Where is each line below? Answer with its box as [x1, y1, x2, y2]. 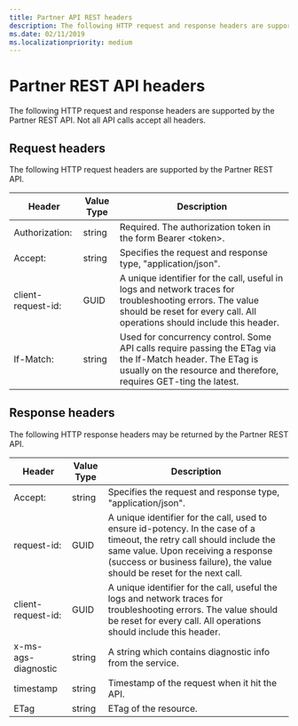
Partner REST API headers [9, 76, 206, 96]
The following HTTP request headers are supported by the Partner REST [9, 164, 274, 174]
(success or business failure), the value [107, 555, 272, 568]
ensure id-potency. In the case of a [107, 522, 255, 534]
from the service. [107, 657, 179, 669]
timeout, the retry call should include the [107, 533, 277, 546]
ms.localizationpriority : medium [9, 37, 133, 47]
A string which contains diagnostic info [107, 645, 271, 658]
